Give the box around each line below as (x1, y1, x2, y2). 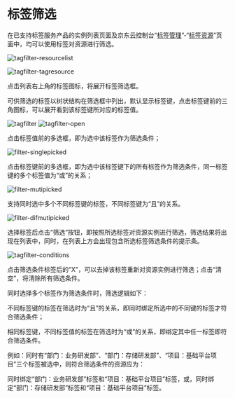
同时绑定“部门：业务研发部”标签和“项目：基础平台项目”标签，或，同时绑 (7, 374, 215, 383)
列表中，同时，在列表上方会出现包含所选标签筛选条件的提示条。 (19, 236, 204, 245)
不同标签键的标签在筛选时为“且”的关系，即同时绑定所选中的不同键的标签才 (7, 303, 222, 312)
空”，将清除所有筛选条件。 (7, 274, 84, 282)
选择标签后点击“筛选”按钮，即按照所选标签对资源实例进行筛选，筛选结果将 (7, 228, 222, 236)
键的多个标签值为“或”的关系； (7, 171, 93, 179)
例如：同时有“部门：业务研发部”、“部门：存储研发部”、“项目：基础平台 (7, 351, 211, 359)
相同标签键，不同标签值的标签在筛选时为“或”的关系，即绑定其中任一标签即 (7, 327, 222, 336)
